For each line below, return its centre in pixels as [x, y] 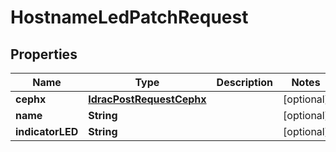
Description [245, 82]
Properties [44, 54]
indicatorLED [47, 131]
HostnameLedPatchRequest [129, 17]
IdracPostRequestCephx [147, 99]
